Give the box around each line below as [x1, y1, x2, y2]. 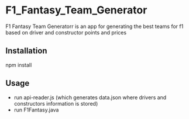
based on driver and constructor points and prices [5, 29, 127, 36]
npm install [5, 61, 32, 68]
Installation [5, 46, 47, 56]
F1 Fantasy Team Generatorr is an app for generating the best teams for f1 [5, 23, 184, 30]
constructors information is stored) [13, 100, 98, 107]
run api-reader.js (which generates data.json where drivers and [13, 94, 167, 101]
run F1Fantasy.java [13, 106, 59, 113]
